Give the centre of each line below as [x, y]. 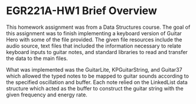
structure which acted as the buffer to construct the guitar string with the [95, 88]
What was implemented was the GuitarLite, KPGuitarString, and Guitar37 [94, 69]
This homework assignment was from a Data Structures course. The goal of [98, 27]
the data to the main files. [37, 58]
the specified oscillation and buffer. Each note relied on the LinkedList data [97, 82]
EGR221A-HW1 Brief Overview [82, 11]
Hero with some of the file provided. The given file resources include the [94, 39]
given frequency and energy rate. [47, 95]
